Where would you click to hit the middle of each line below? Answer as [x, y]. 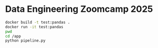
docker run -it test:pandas [34, 27]
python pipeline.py [25, 41]
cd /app [13, 36]
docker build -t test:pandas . [38, 22]
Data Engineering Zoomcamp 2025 [79, 9]
